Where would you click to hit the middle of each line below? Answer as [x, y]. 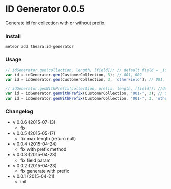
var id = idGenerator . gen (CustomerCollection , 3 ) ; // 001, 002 [74, 75]
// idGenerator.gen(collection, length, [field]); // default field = [82, 70]
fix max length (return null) [48, 138]
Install [13, 36]
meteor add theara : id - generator [39, 47]
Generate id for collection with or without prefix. [55, 23]
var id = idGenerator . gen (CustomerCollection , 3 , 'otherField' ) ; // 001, [85, 80]
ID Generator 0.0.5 [45, 9]
